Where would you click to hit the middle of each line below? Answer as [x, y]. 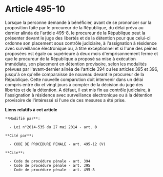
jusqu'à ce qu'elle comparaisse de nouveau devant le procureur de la [75, 74]
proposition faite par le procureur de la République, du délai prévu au [74, 27]
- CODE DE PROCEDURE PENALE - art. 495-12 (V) [58, 144]
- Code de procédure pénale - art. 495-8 [52, 170]
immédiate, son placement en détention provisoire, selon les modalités [76, 64]
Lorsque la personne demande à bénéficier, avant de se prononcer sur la [78, 22]
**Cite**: [15, 153]
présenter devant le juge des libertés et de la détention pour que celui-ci [78, 38]
